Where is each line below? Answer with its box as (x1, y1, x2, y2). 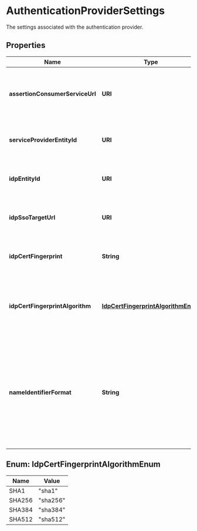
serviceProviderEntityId (9, 136, 77, 144)
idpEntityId (9, 174, 40, 183)
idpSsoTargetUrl (9, 213, 56, 221)
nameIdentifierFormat (9, 388, 72, 396)
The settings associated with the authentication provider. (6, 23, 144, 30)
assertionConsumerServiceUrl (9, 90, 97, 98)
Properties (6, 40, 46, 50)
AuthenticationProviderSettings (6, 4, 165, 18)
